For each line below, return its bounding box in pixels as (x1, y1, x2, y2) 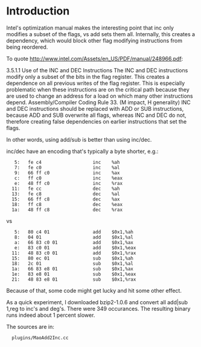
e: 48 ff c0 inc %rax (14, 180, 123, 186)
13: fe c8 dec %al (11, 191, 120, 197)
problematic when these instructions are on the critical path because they (6, 86, 190, 93)
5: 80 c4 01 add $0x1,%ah (14, 229, 134, 235)
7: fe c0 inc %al (14, 164, 120, 170)
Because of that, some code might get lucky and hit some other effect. (6, 287, 182, 294)
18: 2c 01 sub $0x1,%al (11, 260, 134, 266)
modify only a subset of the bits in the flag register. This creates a (6, 73, 170, 80)
